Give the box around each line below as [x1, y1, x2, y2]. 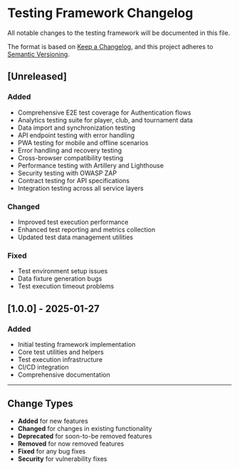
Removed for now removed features [17, 439, 124, 448]
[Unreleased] [7, 70, 68, 83]
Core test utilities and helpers [17, 348, 105, 356]
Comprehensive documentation [17, 370, 110, 379]
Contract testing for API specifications [17, 176, 130, 184]
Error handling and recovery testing [17, 146, 122, 155]
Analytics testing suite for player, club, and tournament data [17, 115, 193, 124]
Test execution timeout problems [17, 282, 115, 291]
